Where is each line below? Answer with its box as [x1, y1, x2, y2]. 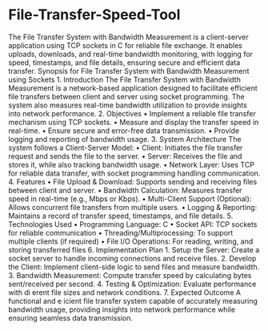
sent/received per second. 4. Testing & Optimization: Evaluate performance [8, 279, 257, 289]
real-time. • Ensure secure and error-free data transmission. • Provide [8, 126, 240, 135]
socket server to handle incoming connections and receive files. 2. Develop [8, 253, 257, 263]
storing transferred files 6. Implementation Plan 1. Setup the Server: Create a [8, 244, 260, 254]
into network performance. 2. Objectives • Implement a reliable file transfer [8, 108, 256, 118]
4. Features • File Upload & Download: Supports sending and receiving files [8, 176, 258, 186]
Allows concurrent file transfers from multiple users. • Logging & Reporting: [8, 202, 258, 212]
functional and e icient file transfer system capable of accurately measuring [8, 296, 258, 305]
